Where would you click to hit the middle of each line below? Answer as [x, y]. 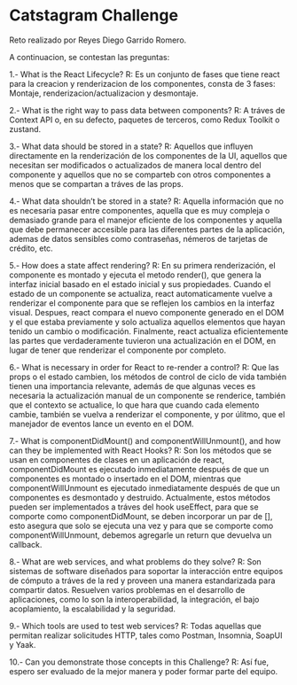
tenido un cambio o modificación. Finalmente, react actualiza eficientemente [149, 331]
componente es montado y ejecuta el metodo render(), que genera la [135, 275]
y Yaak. [23, 644]
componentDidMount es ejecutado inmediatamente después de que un [139, 469]
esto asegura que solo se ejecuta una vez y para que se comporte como [141, 525]
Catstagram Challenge [94, 16]
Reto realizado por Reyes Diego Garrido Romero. [98, 40]
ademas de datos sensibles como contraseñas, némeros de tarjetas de [139, 238]
